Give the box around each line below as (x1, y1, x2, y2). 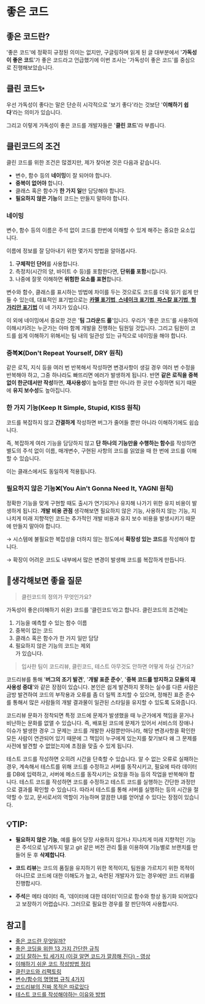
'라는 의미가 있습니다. (11, 108, 62, 116)
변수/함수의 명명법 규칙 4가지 (15, 976, 85, 983)
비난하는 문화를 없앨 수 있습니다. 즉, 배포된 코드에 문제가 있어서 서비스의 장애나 (6, 719, 194, 726)
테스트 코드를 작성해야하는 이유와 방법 (15, 991, 106, 998)
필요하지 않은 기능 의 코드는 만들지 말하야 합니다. (15, 195, 130, 202)
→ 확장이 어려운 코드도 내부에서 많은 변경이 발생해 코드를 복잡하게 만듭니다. (6, 556, 186, 563)
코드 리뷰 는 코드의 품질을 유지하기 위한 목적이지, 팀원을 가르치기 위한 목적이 (15, 865, 195, 872)
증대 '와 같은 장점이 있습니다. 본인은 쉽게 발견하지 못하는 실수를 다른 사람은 (22, 683, 199, 691)
